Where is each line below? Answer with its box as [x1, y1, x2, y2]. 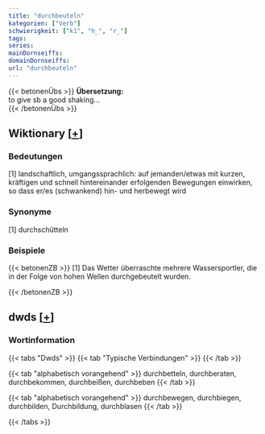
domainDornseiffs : [8, 57, 70, 65]
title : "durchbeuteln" [8, 11, 85, 20]
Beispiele [8, 245, 46, 256]
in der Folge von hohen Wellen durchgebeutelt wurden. [8, 271, 192, 282]
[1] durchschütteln [8, 225, 68, 234]
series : [8, 42, 35, 50]
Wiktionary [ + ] [8, 126, 83, 141]
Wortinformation [8, 335, 75, 346]
